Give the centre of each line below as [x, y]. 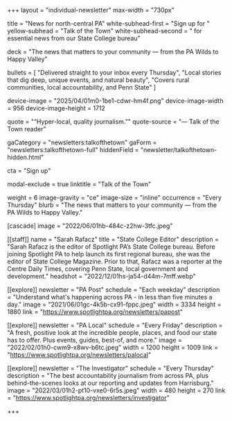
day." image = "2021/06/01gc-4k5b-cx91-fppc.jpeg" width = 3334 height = [114, 304]
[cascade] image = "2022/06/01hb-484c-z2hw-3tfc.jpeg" [90, 226]
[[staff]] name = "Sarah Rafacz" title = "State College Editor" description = [113, 239]
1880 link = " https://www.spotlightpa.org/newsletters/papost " [95, 312]
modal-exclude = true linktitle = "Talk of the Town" [79, 184]
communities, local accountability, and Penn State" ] [82, 87]
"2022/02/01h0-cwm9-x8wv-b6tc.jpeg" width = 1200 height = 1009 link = [113, 347]
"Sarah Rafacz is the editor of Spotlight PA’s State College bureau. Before [111, 247]
